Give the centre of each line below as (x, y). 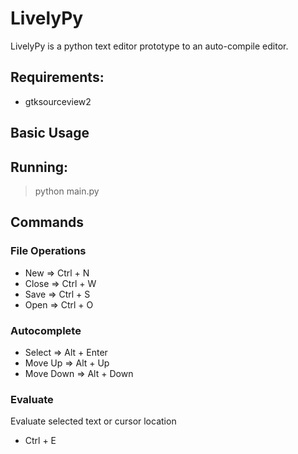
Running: (39, 167)
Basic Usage (50, 133)
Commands (47, 222)
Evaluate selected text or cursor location (93, 421)
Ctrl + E (40, 441)
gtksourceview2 (58, 101)
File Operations (48, 251)
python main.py (67, 191)
